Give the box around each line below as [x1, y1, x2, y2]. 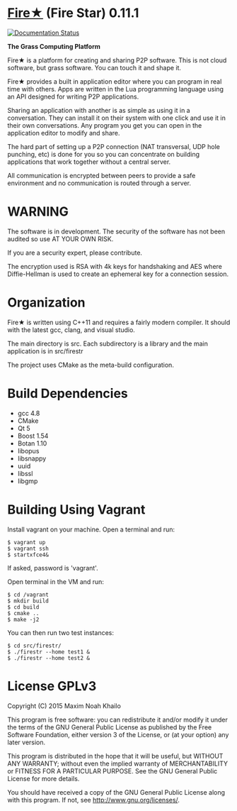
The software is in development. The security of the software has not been [7, 227, 226, 236]
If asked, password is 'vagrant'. [7, 563, 98, 572]
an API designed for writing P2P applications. [7, 92, 139, 101]
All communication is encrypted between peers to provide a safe [7, 171, 196, 180]
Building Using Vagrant [7, 502, 146, 517]
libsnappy [17, 454, 47, 463]
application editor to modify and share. [7, 128, 120, 137]
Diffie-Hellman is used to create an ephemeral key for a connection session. [7, 270, 229, 278]
